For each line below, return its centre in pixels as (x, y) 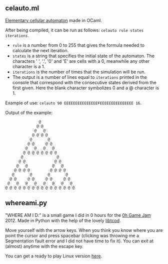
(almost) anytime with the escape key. (44, 246)
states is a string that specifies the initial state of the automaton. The (83, 56)
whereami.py (26, 203)
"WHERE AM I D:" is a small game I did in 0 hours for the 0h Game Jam (78, 215)
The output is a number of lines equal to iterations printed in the (80, 77)
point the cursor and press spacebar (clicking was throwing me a (72, 235)
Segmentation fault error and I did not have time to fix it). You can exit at (79, 241)
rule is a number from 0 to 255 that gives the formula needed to (78, 45)
